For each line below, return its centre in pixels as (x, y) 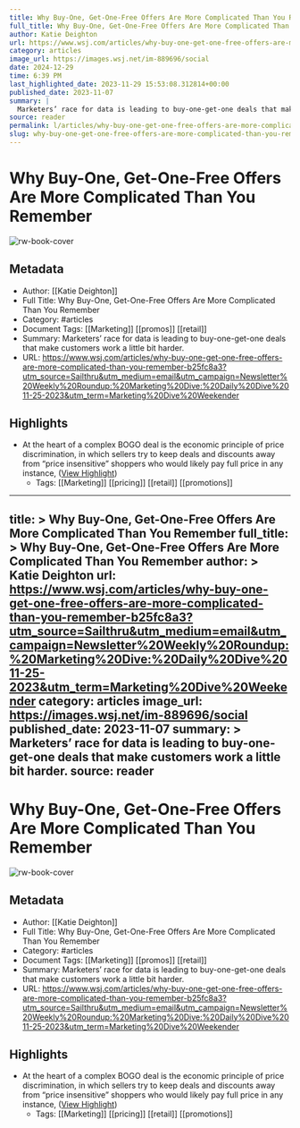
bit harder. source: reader (82, 771)
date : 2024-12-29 (42, 68)
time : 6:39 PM (36, 76)
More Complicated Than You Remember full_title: (149, 533)
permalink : (29, 126)
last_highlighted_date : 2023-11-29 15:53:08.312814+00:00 (119, 84)
